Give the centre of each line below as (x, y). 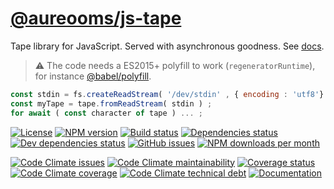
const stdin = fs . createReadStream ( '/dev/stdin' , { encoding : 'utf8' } (167, 94)
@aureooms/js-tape (96, 18)
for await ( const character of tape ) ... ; (106, 113)
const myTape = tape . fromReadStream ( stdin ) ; (111, 103)
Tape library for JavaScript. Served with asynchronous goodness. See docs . (167, 46)
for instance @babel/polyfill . (93, 76)
